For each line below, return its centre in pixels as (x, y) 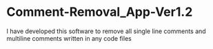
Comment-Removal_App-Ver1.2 (100, 12)
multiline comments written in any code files (69, 38)
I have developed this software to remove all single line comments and (106, 31)
